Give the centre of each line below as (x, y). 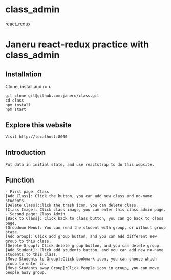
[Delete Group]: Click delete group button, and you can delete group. (83, 246)
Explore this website (38, 125)
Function (20, 180)
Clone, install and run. (28, 86)
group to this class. (28, 241)
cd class (15, 100)
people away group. (26, 273)
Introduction (26, 153)
